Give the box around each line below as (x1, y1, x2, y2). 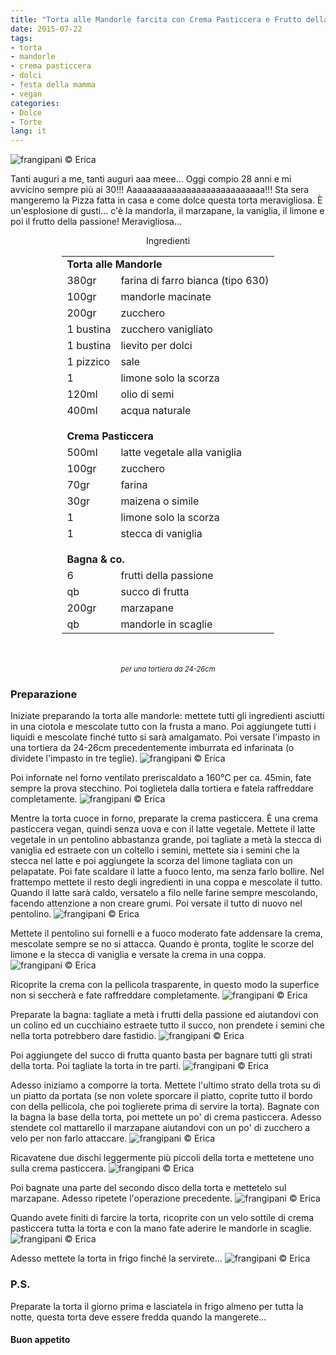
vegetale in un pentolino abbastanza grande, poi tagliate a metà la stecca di (10, 834, 322, 846)
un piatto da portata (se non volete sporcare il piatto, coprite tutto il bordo (10, 1090, 313, 1102)
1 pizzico (66, 355, 111, 369)
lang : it (10, 126, 47, 136)
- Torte (10, 117, 43, 127)
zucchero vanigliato (120, 322, 213, 336)
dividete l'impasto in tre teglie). (10, 752, 138, 765)
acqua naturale (120, 404, 192, 418)
